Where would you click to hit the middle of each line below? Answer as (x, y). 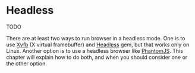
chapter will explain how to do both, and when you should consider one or (97, 57)
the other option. (27, 64)
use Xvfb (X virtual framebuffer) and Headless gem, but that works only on (98, 45)
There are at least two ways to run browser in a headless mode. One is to (96, 38)
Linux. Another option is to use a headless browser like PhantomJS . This (95, 50)
